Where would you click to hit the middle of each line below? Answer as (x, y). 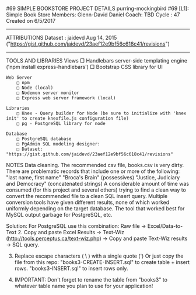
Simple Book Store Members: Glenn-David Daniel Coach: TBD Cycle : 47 (93, 15)
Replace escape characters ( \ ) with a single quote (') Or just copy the (99, 256)
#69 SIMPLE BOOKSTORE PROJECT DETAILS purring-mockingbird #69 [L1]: (98, 8)
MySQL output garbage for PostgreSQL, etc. (59, 215)
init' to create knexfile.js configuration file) (68, 119)
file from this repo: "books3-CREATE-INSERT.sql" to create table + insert (102, 262)
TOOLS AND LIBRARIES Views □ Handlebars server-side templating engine (97, 60)
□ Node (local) (35, 88)
